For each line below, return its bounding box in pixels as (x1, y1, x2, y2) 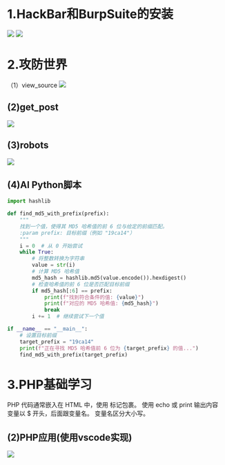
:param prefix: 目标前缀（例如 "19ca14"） (19, 229, 135, 236)
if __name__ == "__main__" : (7, 325, 88, 332)
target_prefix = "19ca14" (19, 338, 95, 345)
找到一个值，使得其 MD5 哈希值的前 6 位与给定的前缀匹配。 (19, 222, 168, 230)
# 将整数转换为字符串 (32, 255, 85, 263)
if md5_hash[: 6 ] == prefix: (32, 287, 112, 294)
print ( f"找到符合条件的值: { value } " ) (43, 294, 145, 301)
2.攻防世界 (7, 57, 68, 73)
